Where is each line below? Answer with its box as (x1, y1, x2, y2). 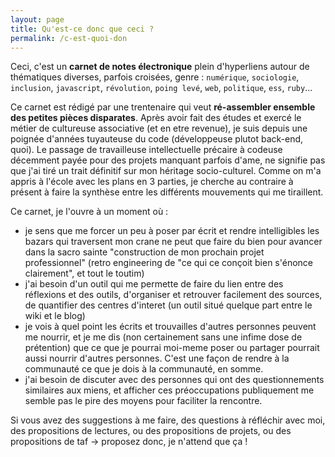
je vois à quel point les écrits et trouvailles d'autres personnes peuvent (24, 321, 317, 333)
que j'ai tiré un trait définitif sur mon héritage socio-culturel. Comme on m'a (10, 165, 322, 177)
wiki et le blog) (24, 310, 86, 322)
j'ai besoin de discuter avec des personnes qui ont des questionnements (24, 374, 325, 386)
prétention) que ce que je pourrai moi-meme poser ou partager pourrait (24, 342, 320, 354)
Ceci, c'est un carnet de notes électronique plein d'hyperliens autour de (10, 61, 310, 73)
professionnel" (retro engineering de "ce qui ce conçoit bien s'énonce (24, 257, 314, 269)
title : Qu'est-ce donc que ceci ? (10, 24, 155, 34)
